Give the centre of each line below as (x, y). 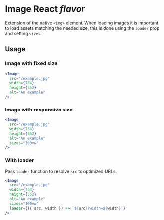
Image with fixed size (31, 63)
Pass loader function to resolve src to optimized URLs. (61, 171)
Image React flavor (45, 9)
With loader (20, 160)
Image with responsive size (39, 110)
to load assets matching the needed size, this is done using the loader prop (82, 28)
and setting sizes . (24, 33)
